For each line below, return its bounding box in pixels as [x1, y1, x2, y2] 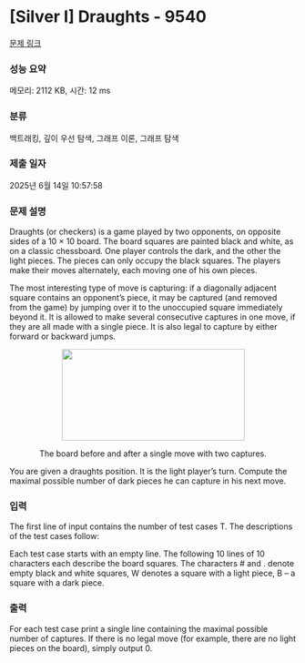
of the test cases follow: [9, 531, 100, 542]
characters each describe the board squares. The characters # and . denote [9, 558, 294, 569]
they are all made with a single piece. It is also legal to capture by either [9, 321, 278, 332]
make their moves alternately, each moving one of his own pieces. [9, 265, 258, 276]
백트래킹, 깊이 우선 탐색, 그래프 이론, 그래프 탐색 [9, 132, 179, 143]
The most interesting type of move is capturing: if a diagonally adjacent [9, 282, 277, 293]
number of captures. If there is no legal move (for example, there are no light [9, 633, 297, 644]
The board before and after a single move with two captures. [39, 448, 267, 459]
